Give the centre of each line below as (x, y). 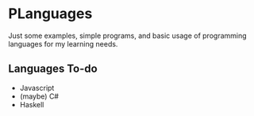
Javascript (37, 88)
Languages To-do (53, 69)
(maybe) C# (39, 96)
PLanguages (50, 14)
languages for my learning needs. (63, 43)
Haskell (32, 104)
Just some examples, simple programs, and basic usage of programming (128, 36)
